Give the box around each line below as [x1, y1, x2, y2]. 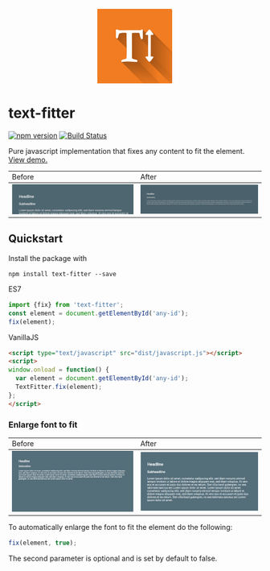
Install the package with [8, 253, 88, 263]
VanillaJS [8, 332, 39, 342]
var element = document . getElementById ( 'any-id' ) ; [15, 374, 189, 383]
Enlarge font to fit [8, 419, 78, 430]
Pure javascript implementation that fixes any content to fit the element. [8, 146, 245, 155]
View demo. [8, 155, 48, 164]
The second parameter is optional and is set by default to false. [8, 553, 218, 563]
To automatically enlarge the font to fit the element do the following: [8, 522, 233, 532]
